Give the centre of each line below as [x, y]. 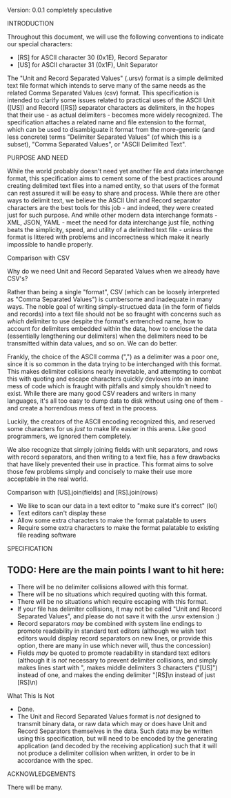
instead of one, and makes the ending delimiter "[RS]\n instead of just [116, 675]
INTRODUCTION [30, 23]
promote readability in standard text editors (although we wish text [112, 631]
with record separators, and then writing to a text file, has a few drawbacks [114, 457]
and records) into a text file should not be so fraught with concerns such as [114, 314]
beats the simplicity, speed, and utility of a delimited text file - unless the [110, 230]
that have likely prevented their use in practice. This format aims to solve [110, 464]
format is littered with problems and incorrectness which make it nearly [108, 237]
